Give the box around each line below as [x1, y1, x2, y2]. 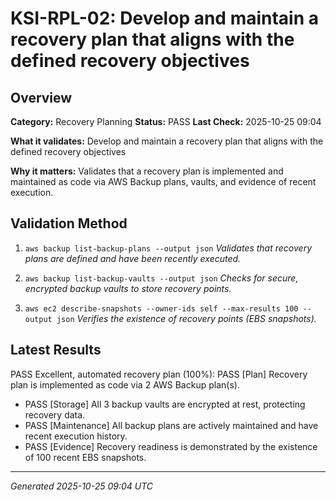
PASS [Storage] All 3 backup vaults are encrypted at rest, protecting [24, 398, 306, 410]
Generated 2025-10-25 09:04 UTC [10, 480, 154, 492]
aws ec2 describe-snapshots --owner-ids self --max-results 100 [24, 303, 299, 314]
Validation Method [10, 215, 128, 232]
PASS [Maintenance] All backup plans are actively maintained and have [24, 419, 319, 431]
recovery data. [24, 408, 86, 421]
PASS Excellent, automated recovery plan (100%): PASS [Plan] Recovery [10, 368, 308, 380]
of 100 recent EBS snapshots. [24, 451, 147, 463]
